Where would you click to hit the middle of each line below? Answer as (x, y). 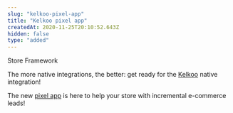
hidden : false (29, 34)
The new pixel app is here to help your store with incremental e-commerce (117, 96)
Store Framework (33, 60)
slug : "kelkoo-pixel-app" (46, 14)
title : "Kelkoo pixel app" (47, 21)
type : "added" (29, 41)
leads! (16, 103)
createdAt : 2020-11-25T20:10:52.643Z (63, 27)
